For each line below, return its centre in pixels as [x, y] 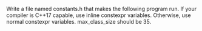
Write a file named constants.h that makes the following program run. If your [102, 9]
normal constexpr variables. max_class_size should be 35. [79, 22]
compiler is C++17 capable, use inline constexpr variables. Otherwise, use [99, 15]
